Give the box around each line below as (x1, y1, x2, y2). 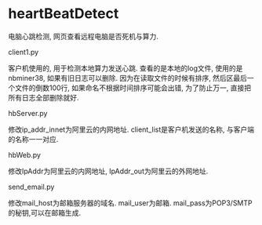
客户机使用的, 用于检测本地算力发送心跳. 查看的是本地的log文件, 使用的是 (8, 64, 243, 73)
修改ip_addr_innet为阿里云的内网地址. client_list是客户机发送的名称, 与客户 (8, 125, 248, 134)
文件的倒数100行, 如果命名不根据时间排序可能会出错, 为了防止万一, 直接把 (14, 83, 252, 93)
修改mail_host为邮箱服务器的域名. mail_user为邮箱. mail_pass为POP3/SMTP (8, 198, 253, 208)
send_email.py (8, 182, 55, 191)
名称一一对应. (14, 134, 59, 143)
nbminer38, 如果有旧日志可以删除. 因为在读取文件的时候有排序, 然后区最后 (8, 73, 248, 82)
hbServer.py (8, 108, 48, 118)
